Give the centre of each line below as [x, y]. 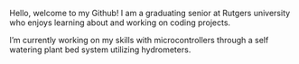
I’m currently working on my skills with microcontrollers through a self [139, 40]
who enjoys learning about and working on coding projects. [120, 23]
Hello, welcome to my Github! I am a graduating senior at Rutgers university [150, 13]
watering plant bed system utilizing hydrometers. [100, 50]
